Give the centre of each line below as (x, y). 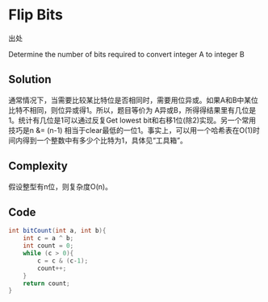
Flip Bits (36, 15)
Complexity (38, 166)
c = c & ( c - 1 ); (63, 261)
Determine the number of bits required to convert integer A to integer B (126, 54)
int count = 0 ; (48, 246)
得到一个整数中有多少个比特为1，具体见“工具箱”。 (105, 140)
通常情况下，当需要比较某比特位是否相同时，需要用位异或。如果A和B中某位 (133, 100)
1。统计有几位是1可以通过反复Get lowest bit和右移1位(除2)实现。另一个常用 (132, 120)
